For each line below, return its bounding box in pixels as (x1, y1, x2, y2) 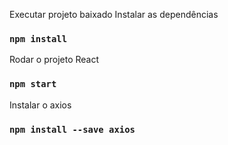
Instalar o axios (9, 99, 72, 111)
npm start (9, 79, 57, 90)
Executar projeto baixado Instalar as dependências (9, 9, 219, 20)
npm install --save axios (9, 124, 136, 135)
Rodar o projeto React (9, 54, 100, 66)
